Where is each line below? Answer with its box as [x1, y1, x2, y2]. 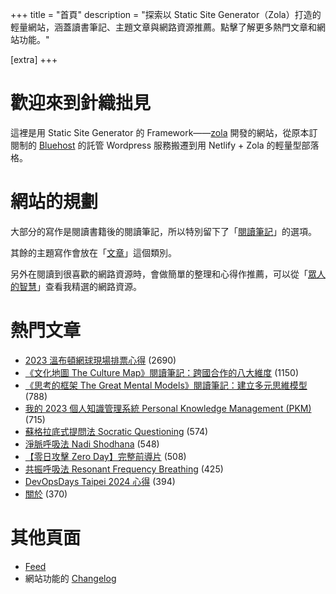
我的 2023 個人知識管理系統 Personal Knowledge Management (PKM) [24, 402, 312, 414]
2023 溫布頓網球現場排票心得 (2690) [24, 354, 177, 366]
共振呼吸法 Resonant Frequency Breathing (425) [24, 463, 224, 475]
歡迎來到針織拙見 [10, 92, 152, 115]
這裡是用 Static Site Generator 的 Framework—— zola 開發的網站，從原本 [10, 126, 310, 138]
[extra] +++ [10, 54, 58, 65]
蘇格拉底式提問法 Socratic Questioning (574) [24, 425, 209, 437]
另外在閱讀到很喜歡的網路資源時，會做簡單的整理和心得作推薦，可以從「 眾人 [10, 268, 326, 280]
